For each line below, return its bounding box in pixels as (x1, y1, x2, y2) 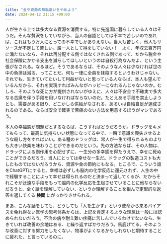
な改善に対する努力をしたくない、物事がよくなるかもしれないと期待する (5, 227, 153, 234)
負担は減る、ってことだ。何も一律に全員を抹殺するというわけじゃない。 (13, 70, 162, 76)
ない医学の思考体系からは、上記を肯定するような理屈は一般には (26, 209, 158, 215)
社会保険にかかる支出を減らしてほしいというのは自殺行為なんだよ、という (5, 57, 158, 63)
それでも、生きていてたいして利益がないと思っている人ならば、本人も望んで (5, 76, 161, 82)
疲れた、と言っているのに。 (9, 234, 66, 240)
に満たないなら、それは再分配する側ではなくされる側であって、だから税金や (5, 51, 162, 57)
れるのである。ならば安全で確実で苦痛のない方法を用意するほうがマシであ (5, 107, 158, 113)
